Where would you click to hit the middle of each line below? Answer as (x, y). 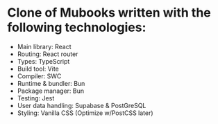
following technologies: (77, 27)
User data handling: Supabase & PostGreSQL (82, 105)
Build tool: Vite (38, 69)
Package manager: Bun (51, 91)
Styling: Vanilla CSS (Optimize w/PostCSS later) (85, 113)
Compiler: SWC (39, 76)
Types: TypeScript (43, 61)
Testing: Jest (36, 98)
